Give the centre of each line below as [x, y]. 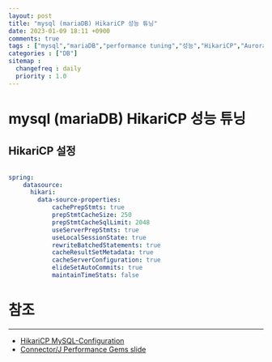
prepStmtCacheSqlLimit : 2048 [101, 222]
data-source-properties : [79, 200]
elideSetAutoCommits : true [97, 268]
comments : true [34, 38]
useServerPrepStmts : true [95, 230]
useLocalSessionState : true [99, 237]
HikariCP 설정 [42, 151]
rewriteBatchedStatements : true [106, 245]
